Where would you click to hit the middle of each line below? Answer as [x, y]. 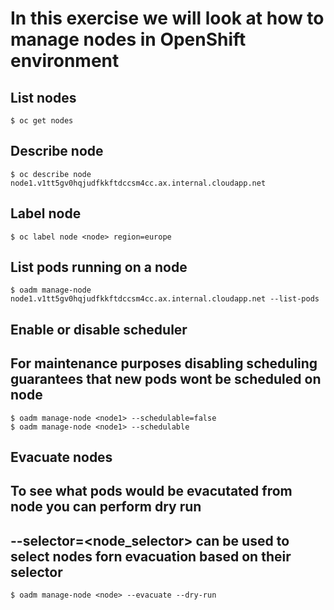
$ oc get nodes [42, 121]
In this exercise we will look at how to [167, 18]
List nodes [43, 97]
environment [65, 61]
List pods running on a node [99, 267]
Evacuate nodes [61, 457]
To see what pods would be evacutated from [151, 491]
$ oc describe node [51, 174]
